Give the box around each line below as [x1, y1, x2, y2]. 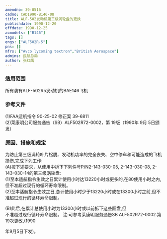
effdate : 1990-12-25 [5, 26, 48, 31]
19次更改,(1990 [5, 218, 36, 224]
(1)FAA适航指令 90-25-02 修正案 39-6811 [5, 113, 89, 119]
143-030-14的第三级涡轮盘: [5, 170, 61, 176]
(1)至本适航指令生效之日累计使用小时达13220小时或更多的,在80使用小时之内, [5, 177, 162, 182]
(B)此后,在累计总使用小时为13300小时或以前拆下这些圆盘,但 [5, 205, 127, 211]
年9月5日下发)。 [5, 229, 39, 235]
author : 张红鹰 [5, 58, 34, 63]
